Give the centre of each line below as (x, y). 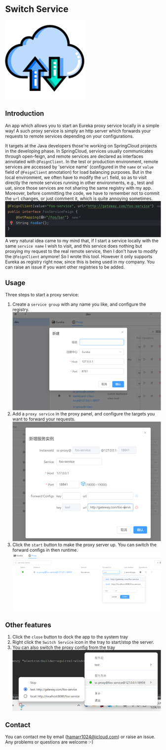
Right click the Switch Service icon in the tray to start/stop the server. (83, 642)
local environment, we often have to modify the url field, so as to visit (76, 177)
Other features (28, 625)
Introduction (25, 113)
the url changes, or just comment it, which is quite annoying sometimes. (79, 198)
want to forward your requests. (44, 419)
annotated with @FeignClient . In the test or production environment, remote (82, 161)
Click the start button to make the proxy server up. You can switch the (84, 545)
